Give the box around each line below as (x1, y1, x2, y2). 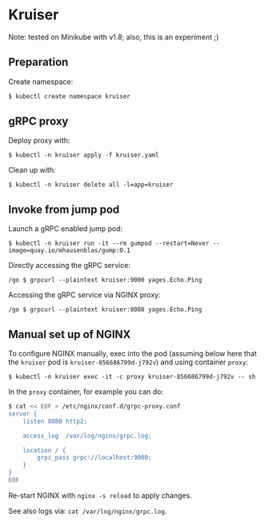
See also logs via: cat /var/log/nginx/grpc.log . (8, 506, 167, 515)
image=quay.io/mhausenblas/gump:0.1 (8, 246, 130, 254)
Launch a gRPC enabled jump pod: (8, 224, 122, 234)
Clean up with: (8, 165, 56, 175)
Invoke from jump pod (8, 202, 120, 216)
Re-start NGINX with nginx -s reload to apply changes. (8, 490, 192, 500)
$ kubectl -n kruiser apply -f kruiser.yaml (8, 151, 159, 160)
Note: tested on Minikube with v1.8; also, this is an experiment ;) (8, 32, 219, 42)
